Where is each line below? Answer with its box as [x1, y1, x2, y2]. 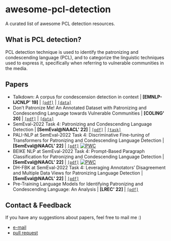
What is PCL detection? [5, 35, 82, 44]
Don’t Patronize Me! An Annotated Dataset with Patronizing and [12, 104, 147, 111]
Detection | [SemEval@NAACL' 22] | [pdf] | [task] [12, 126, 121, 133]
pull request [12, 230, 38, 236]
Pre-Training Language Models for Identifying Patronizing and [12, 181, 143, 187]
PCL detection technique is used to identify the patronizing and [5, 49, 139, 55]
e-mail [12, 224, 27, 231]
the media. [5, 65, 28, 71]
